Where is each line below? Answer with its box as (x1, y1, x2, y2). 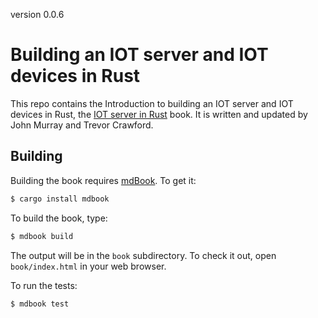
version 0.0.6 (10, 9, 65, 20)
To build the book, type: (10, 212, 108, 224)
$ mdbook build (10, 231, 74, 241)
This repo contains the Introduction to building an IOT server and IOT (10, 97, 294, 109)
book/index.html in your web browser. (10, 260, 167, 272)
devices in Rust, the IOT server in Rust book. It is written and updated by (10, 108, 308, 120)
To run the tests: (10, 279, 78, 291)
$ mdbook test (10, 299, 70, 309)
